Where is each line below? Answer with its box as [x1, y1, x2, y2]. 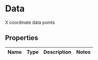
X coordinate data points [5, 19, 55, 25]
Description [43, 48, 71, 55]
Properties [5, 34, 38, 42]
